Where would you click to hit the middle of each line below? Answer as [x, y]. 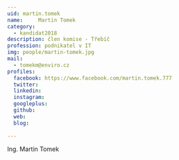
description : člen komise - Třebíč [59, 39]
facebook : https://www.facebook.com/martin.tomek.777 [93, 78]
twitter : [26, 85]
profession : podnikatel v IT [49, 46]
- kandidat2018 [35, 33]
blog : [22, 123]
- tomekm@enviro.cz [42, 65]
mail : [15, 59]
